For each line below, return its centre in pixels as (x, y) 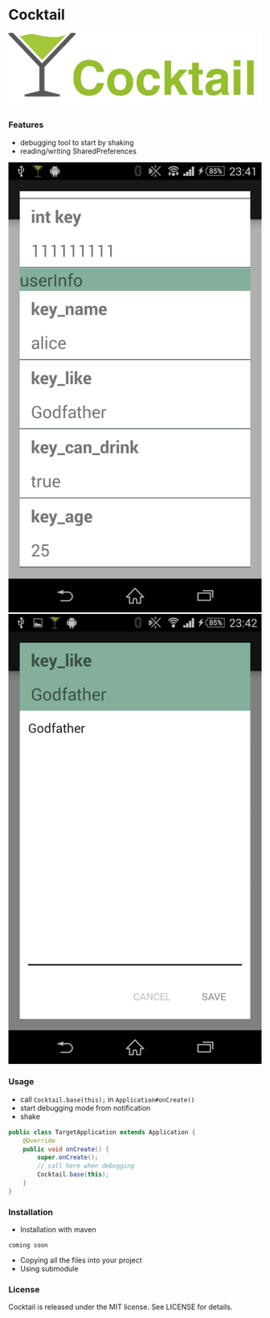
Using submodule (49, 1269)
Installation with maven (58, 1230)
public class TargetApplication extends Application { (102, 1132)
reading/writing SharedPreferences (78, 151)
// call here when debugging (86, 1166)
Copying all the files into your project (81, 1260)
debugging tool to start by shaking (77, 142)
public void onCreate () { (66, 1149)
